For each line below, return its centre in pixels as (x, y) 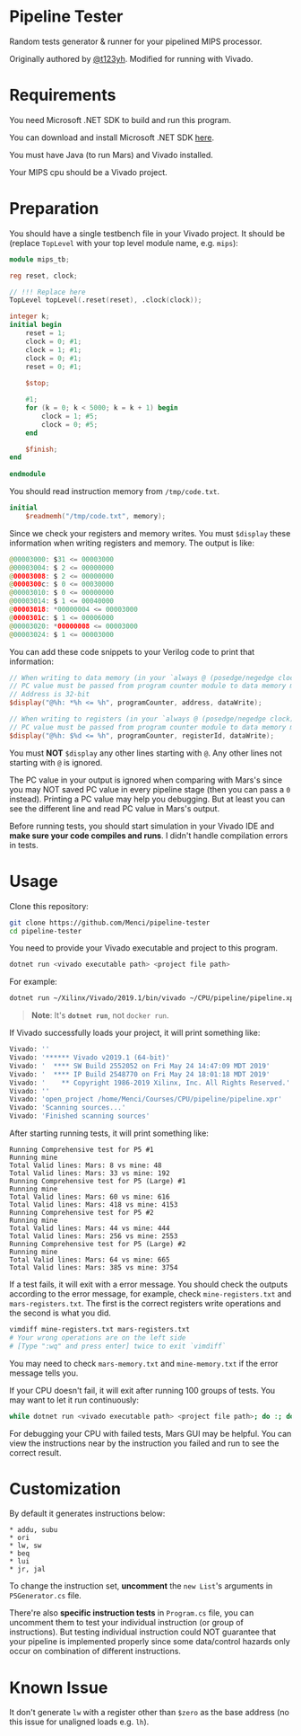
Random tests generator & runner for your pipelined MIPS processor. (136, 41)
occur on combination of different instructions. (95, 1652)
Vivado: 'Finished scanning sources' (80, 1116)
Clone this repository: (49, 906)
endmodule (28, 474)
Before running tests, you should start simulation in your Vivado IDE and (142, 826)
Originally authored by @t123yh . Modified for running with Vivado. (131, 58)
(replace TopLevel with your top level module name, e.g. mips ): (124, 243)
